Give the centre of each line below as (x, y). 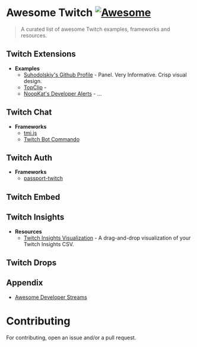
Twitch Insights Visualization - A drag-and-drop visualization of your (107, 238)
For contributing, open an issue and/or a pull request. (71, 338)
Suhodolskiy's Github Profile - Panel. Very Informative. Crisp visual (105, 75)
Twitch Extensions (41, 54)
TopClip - (35, 87)
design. (33, 81)
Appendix (25, 283)
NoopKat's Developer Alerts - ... (63, 93)
